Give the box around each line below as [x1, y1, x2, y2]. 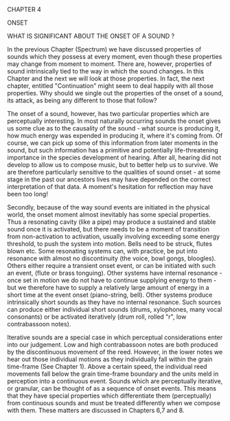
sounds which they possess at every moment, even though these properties [7, 53, 222, 60]
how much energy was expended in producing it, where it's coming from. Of [7, 132, 223, 139]
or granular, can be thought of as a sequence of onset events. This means [7, 385, 216, 392]
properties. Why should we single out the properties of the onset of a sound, [7, 89, 224, 97]
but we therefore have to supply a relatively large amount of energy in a [7, 284, 209, 291]
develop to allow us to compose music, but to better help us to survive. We [7, 161, 218, 169]
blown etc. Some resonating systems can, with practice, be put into [7, 247, 198, 255]
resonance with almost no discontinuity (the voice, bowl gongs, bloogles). [7, 254, 216, 262]
